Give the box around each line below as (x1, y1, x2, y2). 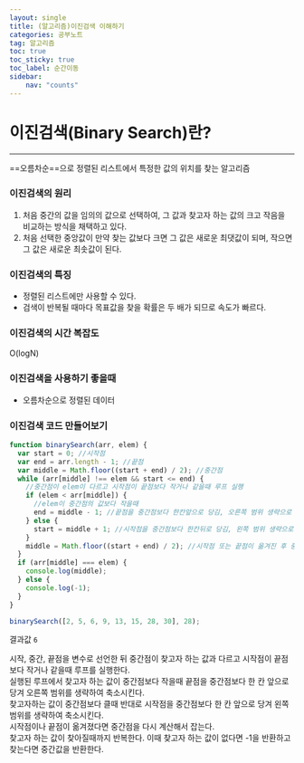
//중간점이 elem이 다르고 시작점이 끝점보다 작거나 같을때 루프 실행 (25, 482, 244, 491)
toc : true (9, 47, 47, 56)
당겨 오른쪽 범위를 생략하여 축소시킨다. (9, 687, 145, 698)
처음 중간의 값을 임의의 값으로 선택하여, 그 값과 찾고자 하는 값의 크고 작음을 (22, 209, 286, 220)
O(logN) (9, 348, 39, 358)
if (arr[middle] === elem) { (17, 558, 128, 567)
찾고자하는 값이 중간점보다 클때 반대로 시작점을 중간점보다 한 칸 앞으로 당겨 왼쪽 (9, 699, 290, 710)
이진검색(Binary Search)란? (9, 122, 212, 143)
